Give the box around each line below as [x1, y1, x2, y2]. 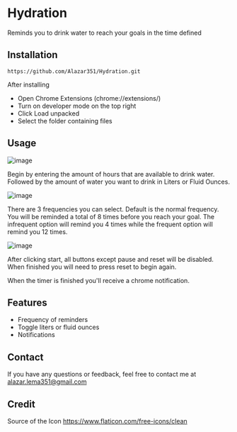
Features [7, 297, 47, 309]
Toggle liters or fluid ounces [17, 323, 100, 331]
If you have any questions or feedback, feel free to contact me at [7, 370, 197, 379]
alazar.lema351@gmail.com [7, 377, 87, 386]
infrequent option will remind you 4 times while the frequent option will [7, 220, 214, 228]
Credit [7, 398, 35, 410]
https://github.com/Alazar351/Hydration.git [7, 67, 141, 75]
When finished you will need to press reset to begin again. [7, 262, 177, 271]
